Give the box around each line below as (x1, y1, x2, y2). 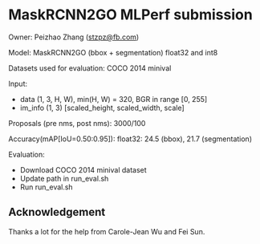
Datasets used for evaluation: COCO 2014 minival (8, 63, 172, 73)
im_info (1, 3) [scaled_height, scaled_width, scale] (19, 103, 185, 112)
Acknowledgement (8, 205, 106, 219)
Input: (8, 79, 28, 88)
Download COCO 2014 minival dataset (19, 165, 147, 174)
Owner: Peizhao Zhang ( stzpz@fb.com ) (8, 32, 140, 42)
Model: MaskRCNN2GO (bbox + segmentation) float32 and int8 (8, 47, 218, 57)
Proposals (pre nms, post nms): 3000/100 (8, 118, 146, 128)
